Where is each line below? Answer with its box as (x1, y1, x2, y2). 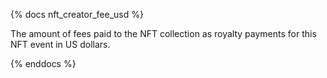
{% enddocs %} (10, 58, 77, 69)
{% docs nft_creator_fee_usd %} (10, 9, 144, 20)
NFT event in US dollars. (10, 39, 111, 50)
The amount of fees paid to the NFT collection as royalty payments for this (10, 28, 317, 39)
